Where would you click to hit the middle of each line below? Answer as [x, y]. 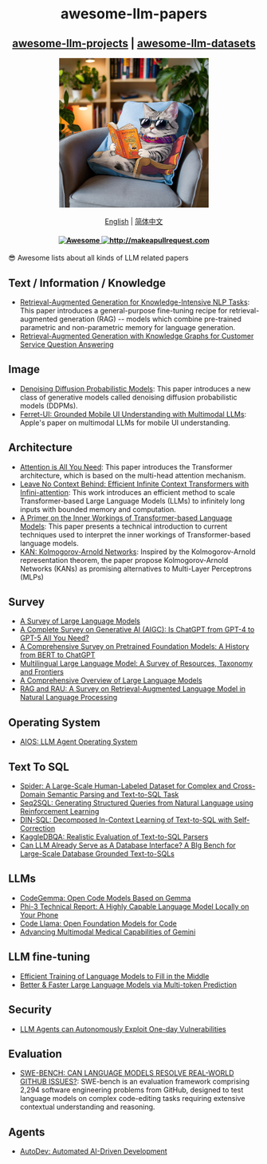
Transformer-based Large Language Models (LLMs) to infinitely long [132, 501]
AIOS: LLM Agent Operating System [79, 741]
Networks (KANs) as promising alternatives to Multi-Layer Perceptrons [136, 568]
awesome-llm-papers [134, 14]
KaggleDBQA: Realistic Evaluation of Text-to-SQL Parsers [114, 837]
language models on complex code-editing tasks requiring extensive [132, 1099]
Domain [33, 795]
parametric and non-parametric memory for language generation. [128, 328]
